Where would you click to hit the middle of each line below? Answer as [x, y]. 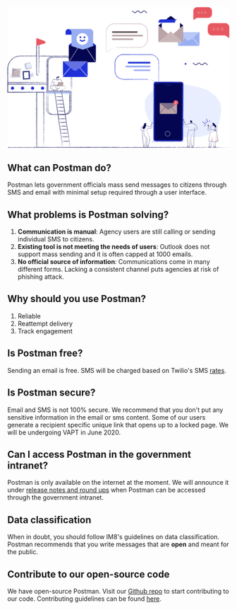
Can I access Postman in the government [99, 454]
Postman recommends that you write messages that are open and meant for [118, 544]
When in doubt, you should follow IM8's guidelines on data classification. [114, 537]
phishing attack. [41, 277]
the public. [23, 552]
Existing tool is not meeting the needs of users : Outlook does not [114, 247]
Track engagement [45, 331]
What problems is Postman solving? [88, 215]
